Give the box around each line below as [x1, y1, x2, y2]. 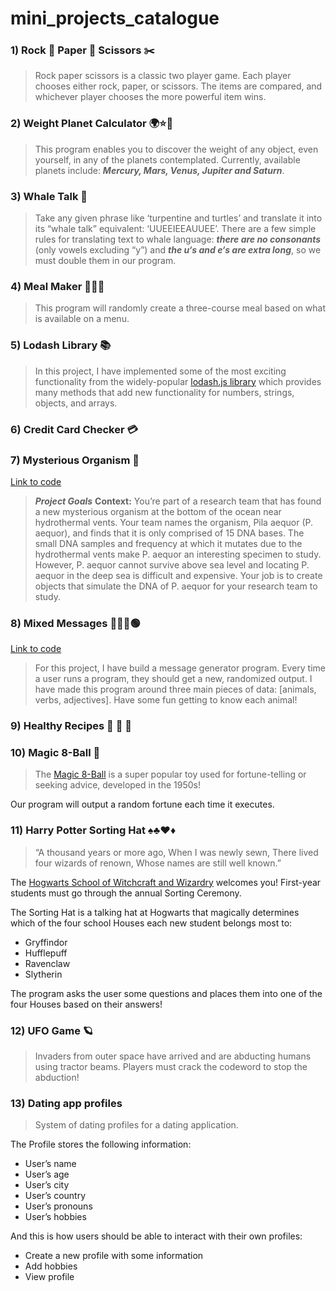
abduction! [34, 1072, 80, 1083]
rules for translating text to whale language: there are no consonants [34, 233, 322, 246]
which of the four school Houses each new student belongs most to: [10, 917, 293, 929]
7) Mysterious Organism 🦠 [10, 453, 140, 467]
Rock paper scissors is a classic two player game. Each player [34, 70, 292, 82]
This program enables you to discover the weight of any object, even [34, 143, 319, 155]
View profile [24, 1271, 75, 1283]
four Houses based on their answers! [10, 998, 163, 1010]
